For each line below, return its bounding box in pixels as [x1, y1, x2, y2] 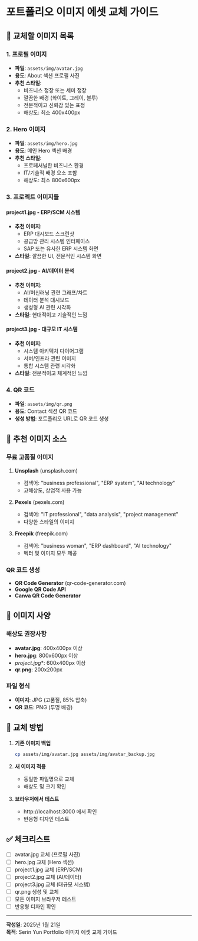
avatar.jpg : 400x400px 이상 [14, 644, 83, 651]
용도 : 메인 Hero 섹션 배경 [14, 147, 72, 154]
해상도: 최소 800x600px [23, 177, 81, 184]
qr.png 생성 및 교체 [14, 888, 59, 895]
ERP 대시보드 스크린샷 [23, 230, 75, 237]
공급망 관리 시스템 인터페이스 [23, 238, 90, 245]
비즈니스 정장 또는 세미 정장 [23, 86, 87, 93]
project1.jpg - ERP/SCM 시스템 [6, 208, 81, 216]
